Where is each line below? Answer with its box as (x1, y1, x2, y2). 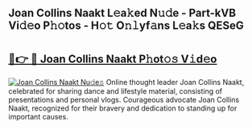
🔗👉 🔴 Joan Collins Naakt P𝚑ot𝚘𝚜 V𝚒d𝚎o (8, 52, 217, 66)
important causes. (8, 112, 68, 121)
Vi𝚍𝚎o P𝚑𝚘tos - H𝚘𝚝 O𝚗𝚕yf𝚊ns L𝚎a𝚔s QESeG (8, 19, 244, 33)
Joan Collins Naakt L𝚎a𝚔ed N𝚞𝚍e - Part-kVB (8, 6, 236, 20)
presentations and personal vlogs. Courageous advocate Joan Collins (8, 95, 240, 104)
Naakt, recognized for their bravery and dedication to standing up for (8, 103, 238, 113)
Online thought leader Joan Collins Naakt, (105, 78, 245, 87)
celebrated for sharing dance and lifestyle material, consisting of (8, 87, 223, 95)
